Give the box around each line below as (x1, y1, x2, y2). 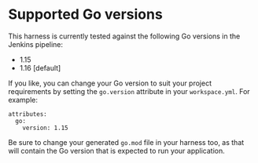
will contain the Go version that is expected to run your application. (8, 146, 226, 155)
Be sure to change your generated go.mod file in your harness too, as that (8, 137, 245, 147)
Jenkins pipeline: (8, 39, 64, 49)
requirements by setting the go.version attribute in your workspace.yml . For (8, 86, 250, 96)
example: (8, 95, 38, 104)
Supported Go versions (8, 5, 163, 24)
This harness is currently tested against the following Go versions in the (8, 31, 241, 41)
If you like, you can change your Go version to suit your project (8, 78, 212, 88)
